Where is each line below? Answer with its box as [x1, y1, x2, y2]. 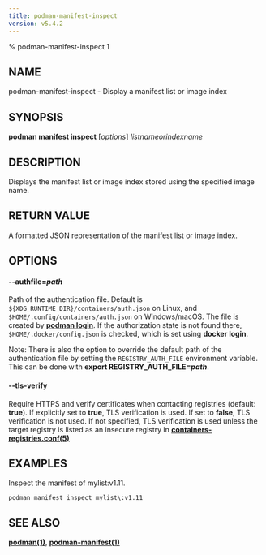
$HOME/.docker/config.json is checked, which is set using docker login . [8, 329, 249, 339]
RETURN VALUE [8, 209, 91, 223]
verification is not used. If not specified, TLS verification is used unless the [8, 415, 258, 426]
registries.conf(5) [8, 433, 71, 443]
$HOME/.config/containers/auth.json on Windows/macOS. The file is [8, 312, 239, 321]
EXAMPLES [8, 456, 67, 471]
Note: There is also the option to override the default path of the [8, 345, 222, 355]
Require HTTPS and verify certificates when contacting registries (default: [8, 398, 256, 408]
